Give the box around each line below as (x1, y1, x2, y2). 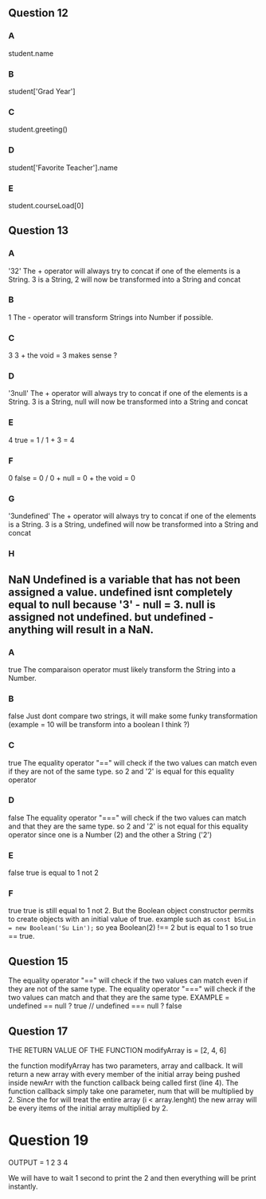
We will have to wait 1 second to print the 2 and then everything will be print (8, 1173, 256, 1182)
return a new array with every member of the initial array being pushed (8, 1070, 241, 1079)
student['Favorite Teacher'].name (8, 163, 118, 172)
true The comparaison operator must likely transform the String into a (8, 664, 237, 674)
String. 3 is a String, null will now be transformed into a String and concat (8, 397, 248, 406)
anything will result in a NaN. (8, 623, 154, 636)
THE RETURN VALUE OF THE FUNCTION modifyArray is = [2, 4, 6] (8, 1046, 227, 1055)
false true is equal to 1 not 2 (8, 868, 99, 877)
